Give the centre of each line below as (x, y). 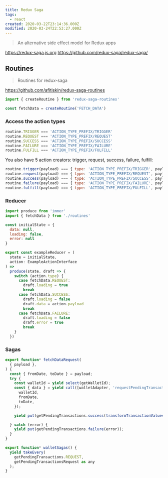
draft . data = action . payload (53, 304)
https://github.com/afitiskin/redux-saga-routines (55, 90)
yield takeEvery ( (28, 452)
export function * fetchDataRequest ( (43, 360)
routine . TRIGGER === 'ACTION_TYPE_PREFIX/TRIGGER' (59, 132)
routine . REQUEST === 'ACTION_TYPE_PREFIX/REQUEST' (59, 136)
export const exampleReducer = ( (40, 253)
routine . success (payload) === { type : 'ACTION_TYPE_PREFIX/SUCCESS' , (79, 179)
